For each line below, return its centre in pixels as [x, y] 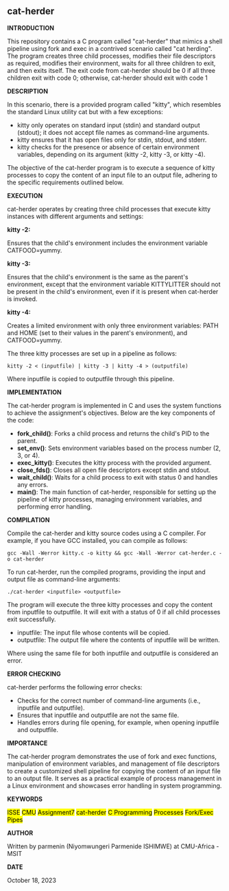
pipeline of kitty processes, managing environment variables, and [109, 499]
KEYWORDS [25, 799]
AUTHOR [20, 833]
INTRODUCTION [31, 28]
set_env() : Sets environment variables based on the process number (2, [119, 448]
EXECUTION [25, 195]
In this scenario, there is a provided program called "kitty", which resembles [114, 104]
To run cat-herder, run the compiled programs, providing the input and [106, 572]
